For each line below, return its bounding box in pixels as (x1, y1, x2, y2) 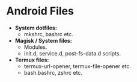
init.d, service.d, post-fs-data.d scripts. (23, 49, 121, 57)
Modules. (23, 43, 47, 51)
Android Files (6, 4, 74, 18)
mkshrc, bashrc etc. (23, 30, 74, 37)
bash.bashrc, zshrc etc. (23, 69, 83, 76)
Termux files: (14, 56, 49, 63)
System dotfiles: (14, 24, 57, 31)
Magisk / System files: (14, 37, 72, 44)
